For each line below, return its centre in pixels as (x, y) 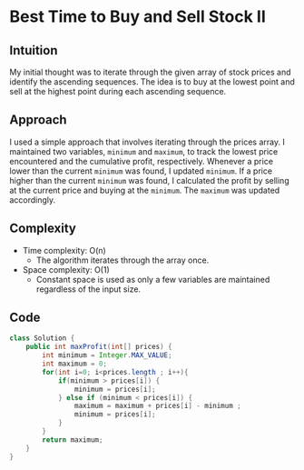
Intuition (34, 50)
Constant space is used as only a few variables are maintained (153, 279)
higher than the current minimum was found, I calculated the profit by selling (149, 180)
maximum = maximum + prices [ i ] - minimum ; (158, 406)
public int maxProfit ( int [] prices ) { (99, 347)
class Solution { (42, 338)
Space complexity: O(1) (66, 269)
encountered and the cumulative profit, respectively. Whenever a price (142, 161)
